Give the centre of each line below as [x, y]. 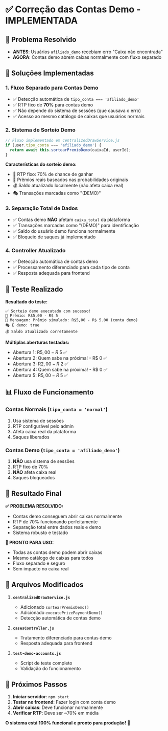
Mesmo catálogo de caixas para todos [53, 558]
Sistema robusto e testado [40, 533]
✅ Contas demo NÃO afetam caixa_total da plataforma [71, 219]
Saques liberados [31, 437]
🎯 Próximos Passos [36, 684]
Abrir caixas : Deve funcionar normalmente [58, 707]
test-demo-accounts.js [37, 653]
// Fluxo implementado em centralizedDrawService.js [63, 140]
